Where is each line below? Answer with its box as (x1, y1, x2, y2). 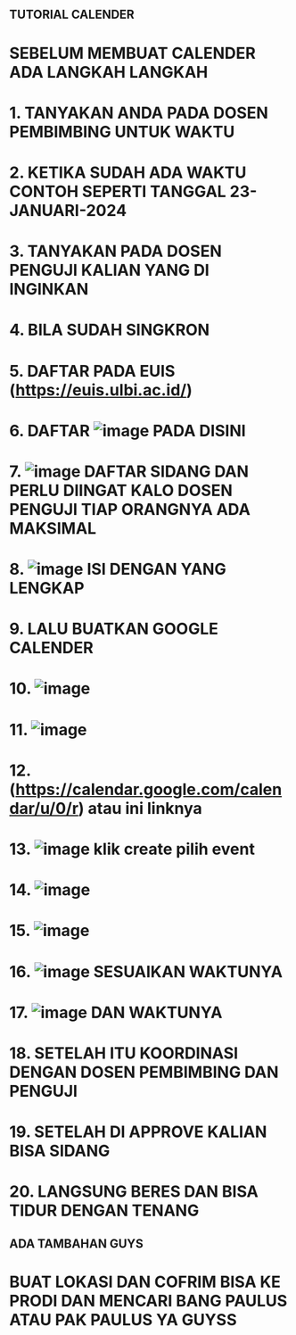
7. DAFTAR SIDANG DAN (9, 461, 250, 481)
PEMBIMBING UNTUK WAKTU (9, 121, 235, 142)
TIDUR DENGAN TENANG (9, 1200, 200, 1221)
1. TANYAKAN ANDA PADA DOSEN (9, 103, 269, 123)
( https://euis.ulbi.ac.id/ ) (9, 379, 193, 400)
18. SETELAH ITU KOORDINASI (9, 1043, 239, 1063)
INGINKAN (9, 279, 89, 300)
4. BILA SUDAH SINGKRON (9, 320, 210, 340)
